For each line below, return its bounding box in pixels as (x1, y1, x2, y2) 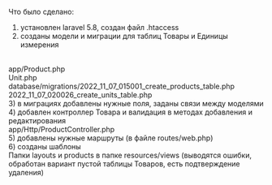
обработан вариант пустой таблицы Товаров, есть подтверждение (8, 159, 240, 169)
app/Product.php (8, 64, 66, 74)
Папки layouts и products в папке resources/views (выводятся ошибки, (8, 150, 252, 160)
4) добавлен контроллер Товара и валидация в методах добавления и (8, 107, 253, 117)
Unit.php (8, 73, 38, 82)
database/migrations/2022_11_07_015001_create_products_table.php (8, 81, 235, 91)
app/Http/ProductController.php (8, 125, 115, 134)
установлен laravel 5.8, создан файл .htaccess (19, 23, 179, 32)
